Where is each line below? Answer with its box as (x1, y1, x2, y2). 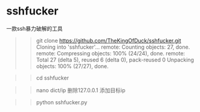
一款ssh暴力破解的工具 (6, 25, 63, 32)
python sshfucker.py (36, 98, 88, 106)
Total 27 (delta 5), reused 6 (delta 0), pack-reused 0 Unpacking (36, 56, 195, 63)
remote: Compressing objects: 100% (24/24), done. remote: (36, 49, 185, 57)
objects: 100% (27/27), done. (36, 62, 109, 70)
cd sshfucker (36, 74, 69, 81)
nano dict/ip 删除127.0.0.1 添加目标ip (36, 86, 126, 94)
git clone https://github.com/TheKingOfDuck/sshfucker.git (36, 37, 181, 44)
